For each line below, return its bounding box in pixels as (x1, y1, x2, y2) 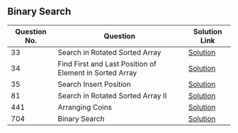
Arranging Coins (57, 102, 112, 112)
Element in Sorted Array (57, 67, 137, 77)
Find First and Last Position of (57, 59, 157, 69)
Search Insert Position (57, 79, 131, 89)
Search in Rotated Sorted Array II (57, 91, 167, 100)
